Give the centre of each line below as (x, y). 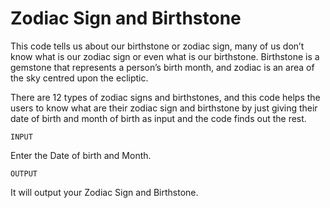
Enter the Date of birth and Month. (81, 155)
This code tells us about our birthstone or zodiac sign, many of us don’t (157, 46)
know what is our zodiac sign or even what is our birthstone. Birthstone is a (165, 56)
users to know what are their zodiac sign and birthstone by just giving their (164, 108)
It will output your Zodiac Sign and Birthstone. (104, 192)
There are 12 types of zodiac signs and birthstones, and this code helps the (165, 97)
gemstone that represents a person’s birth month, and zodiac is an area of (162, 67)
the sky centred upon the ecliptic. (79, 78)
